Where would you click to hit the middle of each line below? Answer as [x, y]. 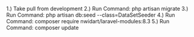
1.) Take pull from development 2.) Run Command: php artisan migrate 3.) [97, 9]
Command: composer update [43, 27]
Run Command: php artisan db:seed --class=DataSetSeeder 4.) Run [91, 15]
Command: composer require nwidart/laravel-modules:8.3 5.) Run [88, 21]
